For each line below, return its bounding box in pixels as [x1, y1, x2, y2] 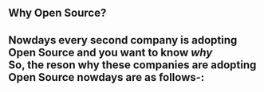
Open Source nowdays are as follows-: [8, 71, 205, 84]
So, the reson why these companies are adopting [8, 58, 257, 71]
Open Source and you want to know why [8, 45, 213, 59]
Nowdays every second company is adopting [8, 33, 238, 47]
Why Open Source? [8, 6, 107, 20]
